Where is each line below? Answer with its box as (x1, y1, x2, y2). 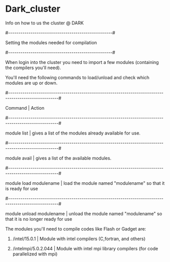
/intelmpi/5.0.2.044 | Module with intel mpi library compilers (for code (12, 245, 158, 251)
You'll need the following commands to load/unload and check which (5, 74, 150, 80)
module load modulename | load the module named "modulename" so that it (5, 180, 165, 186)
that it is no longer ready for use (5, 216, 73, 222)
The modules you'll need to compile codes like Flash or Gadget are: (5, 225, 146, 232)
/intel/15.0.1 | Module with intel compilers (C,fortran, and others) (12, 236, 146, 242)
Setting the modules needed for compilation (5, 39, 97, 46)
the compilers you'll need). (5, 64, 61, 71)
